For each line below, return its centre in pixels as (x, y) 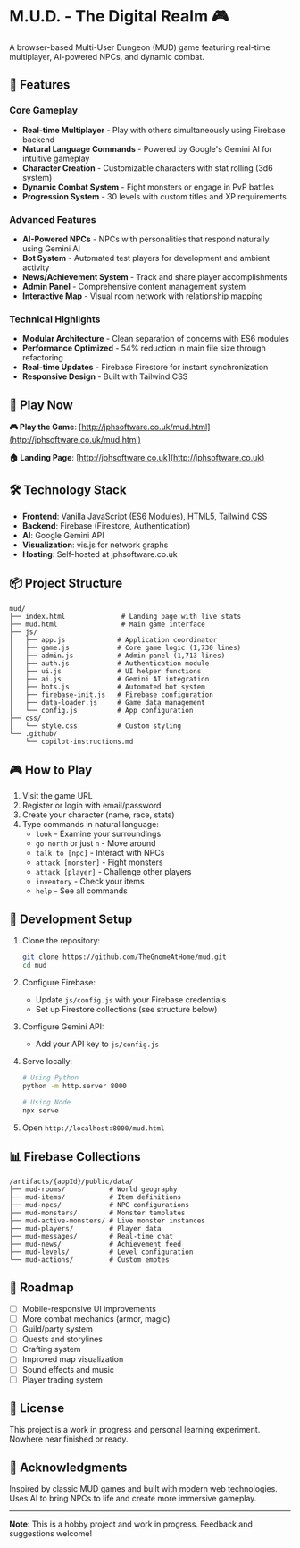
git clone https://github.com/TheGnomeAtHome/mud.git (124, 957)
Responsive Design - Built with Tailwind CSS (105, 376)
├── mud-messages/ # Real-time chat (92, 1237)
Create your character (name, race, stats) (99, 815)
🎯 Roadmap (42, 1287)
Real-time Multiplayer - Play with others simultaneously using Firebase (154, 130)
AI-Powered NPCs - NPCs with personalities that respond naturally (146, 239)
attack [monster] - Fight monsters (99, 862)
